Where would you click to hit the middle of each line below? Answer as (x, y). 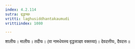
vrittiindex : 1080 (24, 23)
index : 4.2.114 (21, 10)
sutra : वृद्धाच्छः (18, 14)
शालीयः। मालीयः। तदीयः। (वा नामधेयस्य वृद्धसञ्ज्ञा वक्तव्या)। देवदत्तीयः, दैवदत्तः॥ (68, 42)
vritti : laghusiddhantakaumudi (37, 19)
